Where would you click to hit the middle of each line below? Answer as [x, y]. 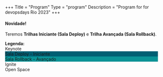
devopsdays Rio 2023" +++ [33, 12]
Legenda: [15, 44]
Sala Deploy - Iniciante [28, 54]
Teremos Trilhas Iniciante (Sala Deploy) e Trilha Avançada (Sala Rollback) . [81, 34]
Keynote [13, 49]
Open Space [17, 70]
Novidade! [16, 23]
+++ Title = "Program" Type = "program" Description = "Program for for [77, 7]
